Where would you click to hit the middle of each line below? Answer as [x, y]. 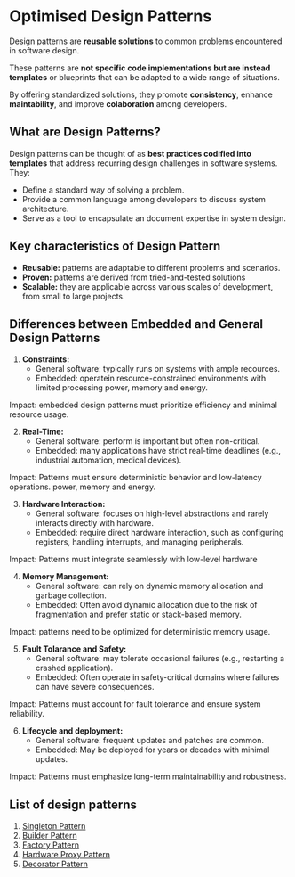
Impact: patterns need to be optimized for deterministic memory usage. [140, 632]
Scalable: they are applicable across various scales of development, [147, 286]
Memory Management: [65, 577]
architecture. [45, 209]
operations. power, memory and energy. [83, 487]
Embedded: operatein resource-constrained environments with [151, 378]
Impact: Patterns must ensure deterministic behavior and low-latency [136, 478]
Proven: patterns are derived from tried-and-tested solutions [134, 277]
